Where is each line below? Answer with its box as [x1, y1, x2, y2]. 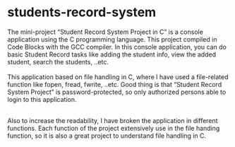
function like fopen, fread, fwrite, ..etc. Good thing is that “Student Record [7, 80, 222, 88]
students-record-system [7, 4, 157, 20]
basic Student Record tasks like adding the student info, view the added [7, 50, 217, 59]
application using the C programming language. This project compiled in [7, 35, 217, 43]
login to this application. [7, 95, 77, 103]
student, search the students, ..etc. [7, 57, 109, 66]
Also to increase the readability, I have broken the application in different [7, 116, 218, 124]
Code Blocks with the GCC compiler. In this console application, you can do [7, 42, 227, 51]
